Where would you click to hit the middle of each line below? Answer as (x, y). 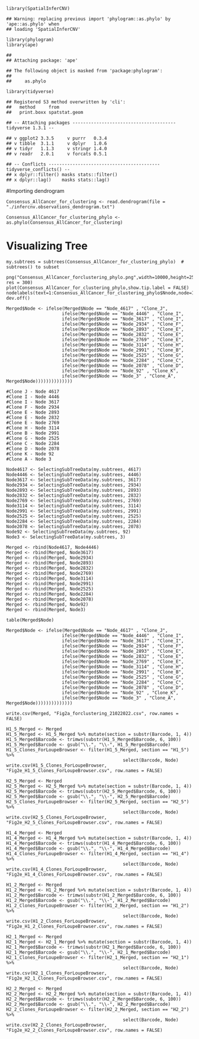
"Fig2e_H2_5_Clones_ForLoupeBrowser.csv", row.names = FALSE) (84, 822)
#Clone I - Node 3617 (33, 402)
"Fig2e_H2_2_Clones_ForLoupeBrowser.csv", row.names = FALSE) (84, 1030)
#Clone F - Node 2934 (33, 407)
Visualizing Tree (47, 246)
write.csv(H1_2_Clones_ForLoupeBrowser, (57, 921)
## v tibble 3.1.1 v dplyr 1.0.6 (57, 144)
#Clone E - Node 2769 (33, 422)
